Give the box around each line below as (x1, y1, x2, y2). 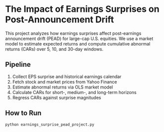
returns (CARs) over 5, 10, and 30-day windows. (5, 46, 103, 52)
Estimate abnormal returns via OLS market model (12, 84, 113, 90)
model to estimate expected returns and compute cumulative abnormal (5, 41, 151, 46)
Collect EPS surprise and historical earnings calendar (12, 73, 122, 80)
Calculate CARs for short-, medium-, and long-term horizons (12, 89, 137, 95)
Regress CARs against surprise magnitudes (12, 94, 101, 100)
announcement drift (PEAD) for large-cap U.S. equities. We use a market (5, 36, 154, 42)
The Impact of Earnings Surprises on (5, 3, 160, 15)
